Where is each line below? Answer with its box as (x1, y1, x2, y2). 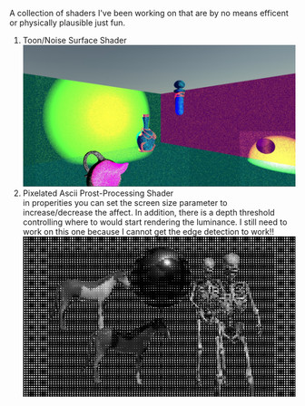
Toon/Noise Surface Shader (22, 35, 127, 45)
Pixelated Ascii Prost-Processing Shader (22, 188, 174, 198)
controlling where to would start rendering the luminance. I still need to (22, 217, 288, 227)
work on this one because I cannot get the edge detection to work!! (22, 227, 275, 237)
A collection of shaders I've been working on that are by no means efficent (9, 8, 289, 18)
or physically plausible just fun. (9, 17, 125, 28)
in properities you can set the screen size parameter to (22, 198, 228, 208)
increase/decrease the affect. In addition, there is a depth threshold (22, 208, 275, 218)
